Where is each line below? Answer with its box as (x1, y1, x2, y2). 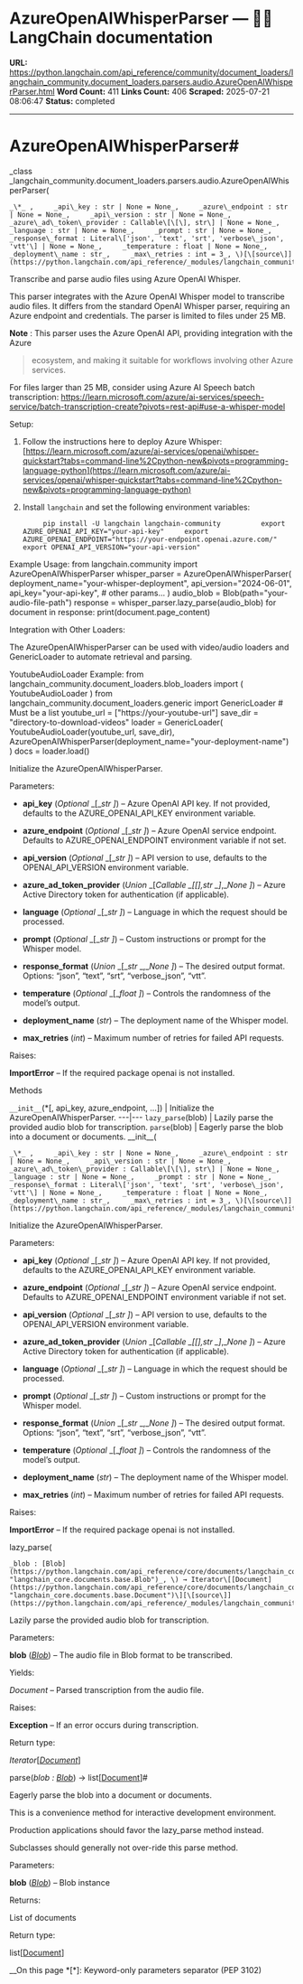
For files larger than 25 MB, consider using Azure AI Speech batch (9, 381, 255, 392)
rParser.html (9, 86, 56, 97)
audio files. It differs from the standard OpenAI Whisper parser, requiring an (9, 300, 290, 311)
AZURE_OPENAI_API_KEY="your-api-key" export (22, 527, 209, 536)
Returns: (9, 1895, 41, 1905)
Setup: (9, 418, 34, 429)
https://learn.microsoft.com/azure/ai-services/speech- (60, 391, 264, 402)
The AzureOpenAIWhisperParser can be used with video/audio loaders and (9, 641, 289, 652)
